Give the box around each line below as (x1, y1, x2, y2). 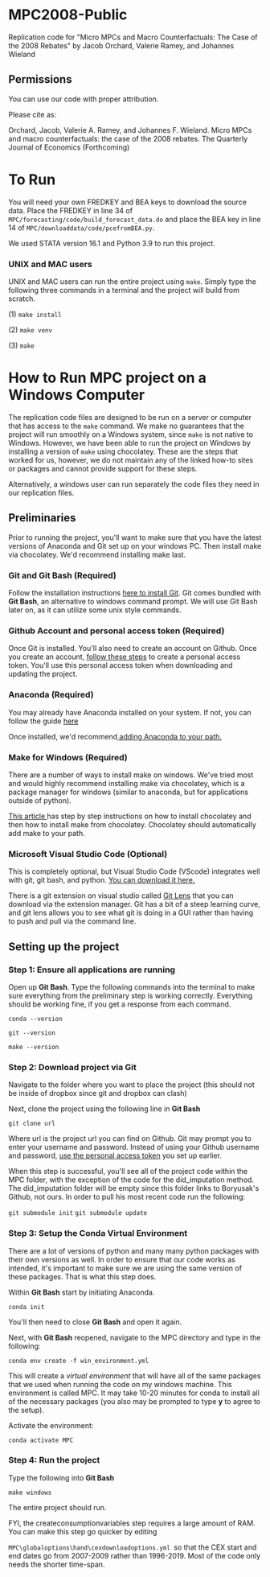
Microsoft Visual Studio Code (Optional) (8, 848, 168, 859)
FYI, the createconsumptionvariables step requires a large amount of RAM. (8, 1518, 256, 1528)
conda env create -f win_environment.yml (8, 1357, 149, 1365)
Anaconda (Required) (8, 690, 94, 701)
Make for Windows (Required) (8, 751, 129, 763)
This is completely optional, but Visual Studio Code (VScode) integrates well (8, 867, 260, 876)
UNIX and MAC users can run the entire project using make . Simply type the (8, 276, 257, 286)
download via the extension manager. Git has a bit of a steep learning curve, (8, 900, 261, 909)
